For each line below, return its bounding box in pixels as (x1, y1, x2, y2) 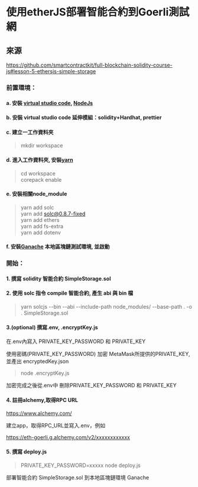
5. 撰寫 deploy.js (6, 448, 47, 455)
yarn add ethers (20, 216, 60, 223)
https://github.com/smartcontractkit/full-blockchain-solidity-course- (6, 61, 173, 68)
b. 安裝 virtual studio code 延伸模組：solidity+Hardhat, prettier (6, 114, 162, 121)
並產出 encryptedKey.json (6, 358, 69, 365)
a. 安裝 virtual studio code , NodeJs (6, 99, 93, 106)
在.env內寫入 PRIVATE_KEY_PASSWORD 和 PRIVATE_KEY (6, 338, 146, 345)
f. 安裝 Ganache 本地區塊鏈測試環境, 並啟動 (6, 243, 111, 250)
